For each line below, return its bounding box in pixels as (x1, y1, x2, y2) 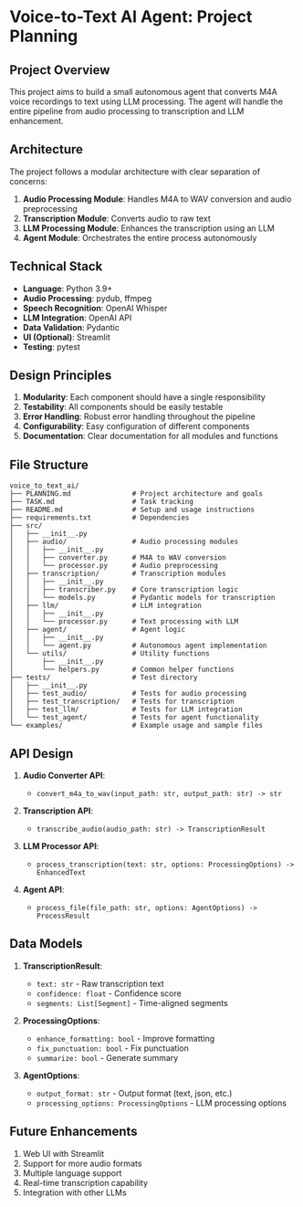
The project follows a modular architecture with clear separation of (9, 166, 261, 177)
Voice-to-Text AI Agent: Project (9, 6, 253, 27)
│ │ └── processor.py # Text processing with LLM (9, 617, 239, 626)
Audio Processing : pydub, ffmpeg (22, 292, 152, 303)
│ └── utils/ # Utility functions (9, 649, 210, 658)
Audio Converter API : (22, 770, 106, 782)
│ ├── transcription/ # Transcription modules (9, 569, 226, 579)
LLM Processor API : (22, 841, 99, 852)
